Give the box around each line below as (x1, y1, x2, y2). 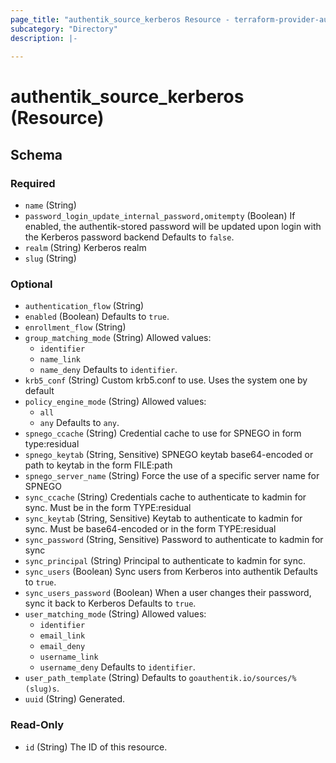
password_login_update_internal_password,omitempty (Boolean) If (24, 210, 296, 222)
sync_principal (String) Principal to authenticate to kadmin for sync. (24, 555, 307, 567)
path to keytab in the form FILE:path (24, 459, 173, 471)
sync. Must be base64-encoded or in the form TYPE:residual (24, 523, 277, 535)
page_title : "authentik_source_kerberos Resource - (10, 14, 230, 25)
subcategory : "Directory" (10, 24, 118, 34)
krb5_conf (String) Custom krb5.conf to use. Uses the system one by (24, 374, 308, 386)
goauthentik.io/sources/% (188, 674, 297, 684)
